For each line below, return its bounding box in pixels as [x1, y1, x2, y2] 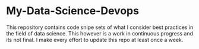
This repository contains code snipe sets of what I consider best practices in [6, 24, 194, 31]
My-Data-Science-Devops [6, 4, 140, 18]
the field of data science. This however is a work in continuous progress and [6, 30, 194, 37]
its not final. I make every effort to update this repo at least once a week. [6, 36, 184, 43]
